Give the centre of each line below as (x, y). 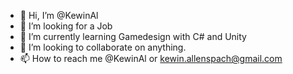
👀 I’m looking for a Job (66, 26)
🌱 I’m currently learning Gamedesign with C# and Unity (133, 36)
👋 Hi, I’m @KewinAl (59, 15)
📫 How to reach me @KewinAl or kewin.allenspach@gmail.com (151, 58)
